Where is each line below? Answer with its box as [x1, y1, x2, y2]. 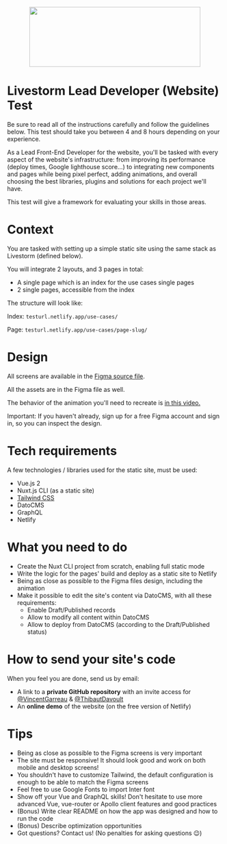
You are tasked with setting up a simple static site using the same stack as [7, 244, 217, 253]
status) [27, 628, 47, 636]
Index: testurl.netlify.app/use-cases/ [7, 312, 118, 320]
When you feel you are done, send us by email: [7, 674, 139, 682]
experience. [7, 134, 41, 143]
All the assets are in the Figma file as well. [7, 385, 125, 393]
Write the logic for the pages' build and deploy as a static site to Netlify [16, 569, 217, 578]
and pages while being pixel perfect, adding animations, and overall [7, 170, 198, 178]
